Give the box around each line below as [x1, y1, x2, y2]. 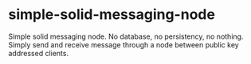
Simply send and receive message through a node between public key [8, 40, 239, 49]
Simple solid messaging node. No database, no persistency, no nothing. [8, 32, 244, 41]
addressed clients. [8, 48, 69, 58]
